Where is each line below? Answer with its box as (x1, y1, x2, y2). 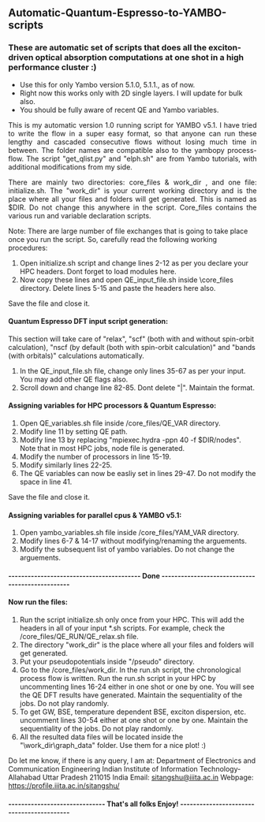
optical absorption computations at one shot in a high (35, 52, 244, 63)
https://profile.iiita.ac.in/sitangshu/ (8, 781, 120, 790)
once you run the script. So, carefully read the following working (8, 234, 218, 244)
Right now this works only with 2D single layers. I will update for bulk (19, 88, 243, 98)
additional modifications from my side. (8, 162, 132, 172)
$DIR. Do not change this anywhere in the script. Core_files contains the (8, 203, 257, 212)
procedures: (8, 243, 48, 252)
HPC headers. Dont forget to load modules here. (19, 266, 177, 276)
